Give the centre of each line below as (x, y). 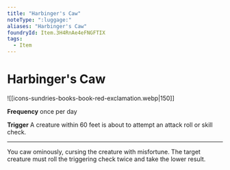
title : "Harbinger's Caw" (44, 13)
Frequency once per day (42, 111)
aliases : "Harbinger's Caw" (47, 26)
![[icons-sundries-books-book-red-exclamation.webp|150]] (91, 98)
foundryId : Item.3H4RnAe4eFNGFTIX (56, 33)
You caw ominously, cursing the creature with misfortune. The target (104, 151)
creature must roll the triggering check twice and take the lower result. (106, 159)
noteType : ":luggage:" (39, 20)
